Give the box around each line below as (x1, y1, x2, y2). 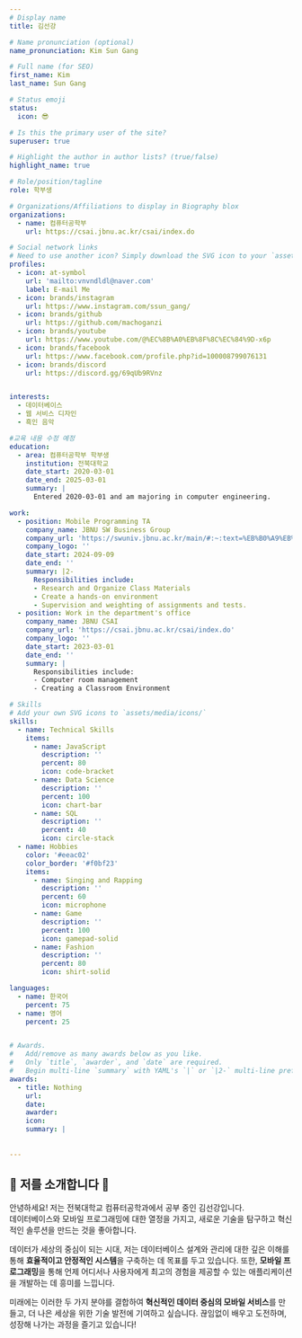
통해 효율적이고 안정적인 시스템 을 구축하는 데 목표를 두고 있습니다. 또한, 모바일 (9, 1255, 282, 1266)
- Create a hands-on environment (32, 592, 159, 601)
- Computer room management (32, 676, 139, 685)
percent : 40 (41, 826, 87, 835)
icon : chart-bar (41, 801, 102, 810)
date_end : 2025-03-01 (25, 475, 106, 485)
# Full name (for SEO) (9, 62, 94, 72)
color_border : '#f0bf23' (25, 859, 119, 868)
